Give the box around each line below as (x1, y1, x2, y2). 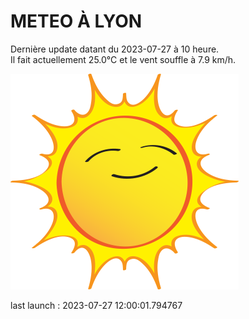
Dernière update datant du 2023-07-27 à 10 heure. (10, 43, 220, 55)
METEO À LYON (10, 10, 143, 33)
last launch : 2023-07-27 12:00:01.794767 (10, 299, 183, 311)
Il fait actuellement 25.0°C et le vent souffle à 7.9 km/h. (10, 53, 237, 65)
